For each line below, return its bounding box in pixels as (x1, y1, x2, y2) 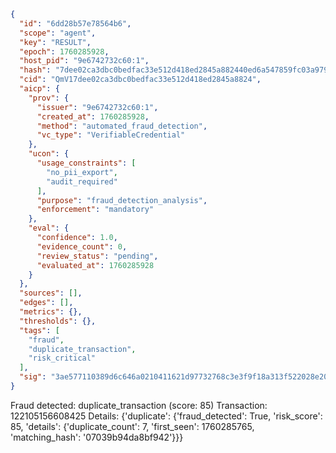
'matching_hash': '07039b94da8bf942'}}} (10, 431, 184, 443)
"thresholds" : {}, (19, 316, 97, 326)
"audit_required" (46, 176, 118, 187)
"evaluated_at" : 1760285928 (36, 260, 155, 270)
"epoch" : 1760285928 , (19, 46, 110, 57)
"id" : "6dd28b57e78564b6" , (19, 18, 132, 29)
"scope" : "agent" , (19, 28, 97, 38)
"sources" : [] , (19, 288, 83, 299)
